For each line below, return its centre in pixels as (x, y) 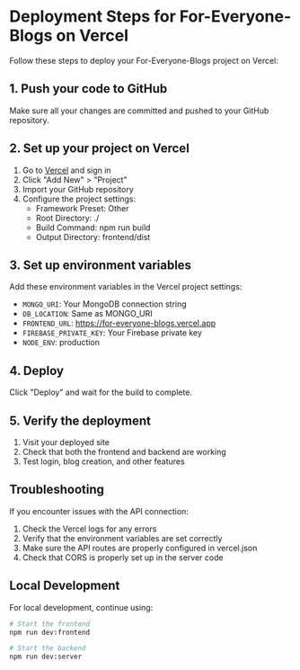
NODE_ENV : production (61, 343)
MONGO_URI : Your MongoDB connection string (104, 304)
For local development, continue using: (81, 607)
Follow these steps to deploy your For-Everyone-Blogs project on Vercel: (144, 60)
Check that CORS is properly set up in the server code (123, 557)
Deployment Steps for (93, 17)
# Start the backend (48, 648)
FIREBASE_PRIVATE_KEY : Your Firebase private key (112, 333)
